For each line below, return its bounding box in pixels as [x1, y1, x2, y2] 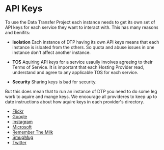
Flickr [12, 108, 24, 114]
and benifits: [5, 29, 30, 35]
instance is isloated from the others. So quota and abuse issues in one [12, 44, 155, 50]
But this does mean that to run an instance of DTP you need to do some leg [5, 88, 157, 94]
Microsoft [12, 124, 32, 130]
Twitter [12, 139, 27, 145]
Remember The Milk [12, 129, 53, 135]
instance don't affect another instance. [12, 50, 91, 55]
